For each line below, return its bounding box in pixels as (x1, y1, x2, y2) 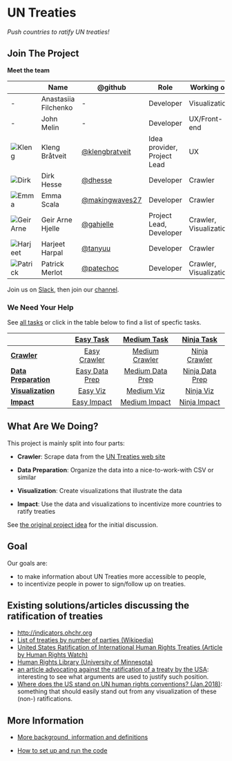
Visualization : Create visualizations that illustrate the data (17, 486, 182, 494)
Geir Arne (41, 215, 72, 224)
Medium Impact (120, 397, 171, 407)
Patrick (41, 259, 64, 269)
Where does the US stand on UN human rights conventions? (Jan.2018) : (17, 680, 223, 688)
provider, (148, 142, 178, 152)
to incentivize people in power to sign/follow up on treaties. (17, 579, 186, 588)
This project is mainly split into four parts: (7, 439, 126, 447)
